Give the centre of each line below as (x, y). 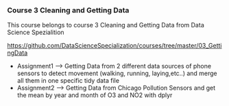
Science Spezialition (36, 32)
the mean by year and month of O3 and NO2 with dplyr (95, 95)
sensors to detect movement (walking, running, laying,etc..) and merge (117, 73)
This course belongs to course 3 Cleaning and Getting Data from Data (106, 25)
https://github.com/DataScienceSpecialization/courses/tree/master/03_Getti (114, 46)
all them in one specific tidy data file (68, 81)
